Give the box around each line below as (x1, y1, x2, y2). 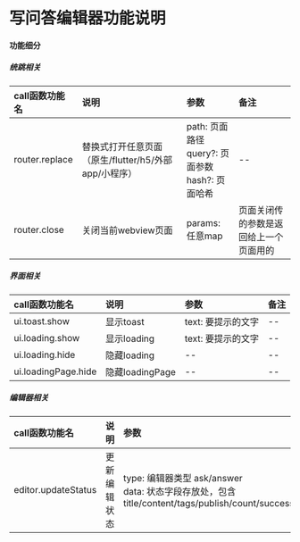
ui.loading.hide (13, 348, 76, 361)
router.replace (13, 153, 73, 165)
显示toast (105, 315, 145, 328)
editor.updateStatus (13, 483, 97, 496)
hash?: (186, 173, 214, 186)
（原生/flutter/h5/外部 (81, 154, 172, 166)
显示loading (105, 332, 154, 345)
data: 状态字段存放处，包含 (123, 485, 237, 497)
